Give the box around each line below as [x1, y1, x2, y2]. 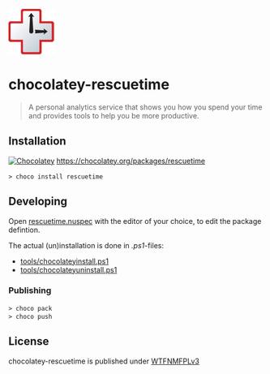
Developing [8, 195, 67, 208]
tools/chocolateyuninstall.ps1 [19, 264, 118, 274]
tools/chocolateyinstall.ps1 [19, 256, 109, 266]
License [8, 334, 49, 349]
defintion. [8, 225, 41, 234]
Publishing [8, 285, 52, 296]
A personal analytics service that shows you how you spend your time [28, 102, 263, 112]
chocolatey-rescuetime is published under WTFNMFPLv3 [8, 356, 200, 366]
